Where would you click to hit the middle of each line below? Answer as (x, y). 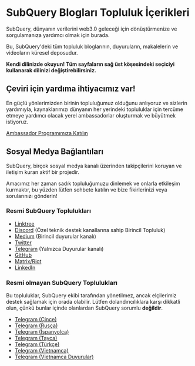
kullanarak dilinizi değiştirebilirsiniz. (51, 70)
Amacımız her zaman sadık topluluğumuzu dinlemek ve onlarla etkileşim (93, 183)
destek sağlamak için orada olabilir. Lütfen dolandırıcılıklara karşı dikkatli (93, 302)
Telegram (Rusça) (36, 325)
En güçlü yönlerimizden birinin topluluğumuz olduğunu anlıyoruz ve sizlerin (97, 103)
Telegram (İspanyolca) (42, 332)
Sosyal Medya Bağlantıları (55, 152)
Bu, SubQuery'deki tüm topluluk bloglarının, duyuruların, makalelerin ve (92, 46)
